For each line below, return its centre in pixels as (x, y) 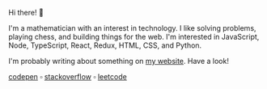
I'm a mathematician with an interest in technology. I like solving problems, (132, 28)
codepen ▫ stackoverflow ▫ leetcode (68, 76)
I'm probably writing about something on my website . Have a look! (119, 61)
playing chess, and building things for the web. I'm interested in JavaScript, (134, 37)
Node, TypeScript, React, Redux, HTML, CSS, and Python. (105, 45)
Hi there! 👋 (26, 13)
